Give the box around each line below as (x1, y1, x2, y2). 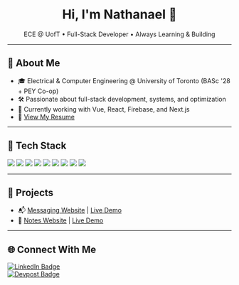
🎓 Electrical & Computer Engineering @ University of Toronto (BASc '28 (17, 76, 231, 85)
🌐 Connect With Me (7, 243, 97, 255)
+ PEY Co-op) (17, 87, 59, 95)
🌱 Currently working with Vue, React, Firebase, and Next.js (17, 104, 190, 113)
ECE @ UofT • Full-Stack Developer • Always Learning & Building (23, 30, 216, 38)
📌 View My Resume (17, 112, 75, 121)
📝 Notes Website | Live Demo (17, 216, 104, 225)
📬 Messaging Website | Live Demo (17, 206, 122, 215)
